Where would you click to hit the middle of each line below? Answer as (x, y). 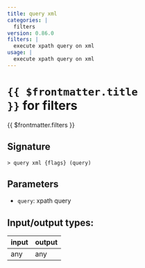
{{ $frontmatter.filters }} (41, 125)
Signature (29, 147)
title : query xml (32, 14)
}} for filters (42, 105)
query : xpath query (44, 201)
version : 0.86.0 (31, 33)
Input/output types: (51, 222)
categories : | (28, 20)
